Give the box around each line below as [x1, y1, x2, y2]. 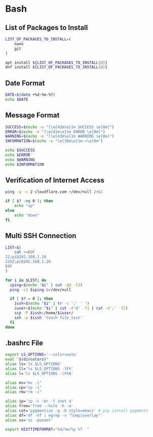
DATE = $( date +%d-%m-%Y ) [5, 92, 56, 97]
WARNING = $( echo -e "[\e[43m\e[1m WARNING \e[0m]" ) [5, 134, 114, 139]
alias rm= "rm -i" [5, 389, 42, 395]
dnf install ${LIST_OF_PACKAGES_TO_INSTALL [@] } [5, 64, 108, 70]
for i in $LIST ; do [5, 278, 47, 283]
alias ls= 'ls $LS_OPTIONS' [5, 361, 62, 367]
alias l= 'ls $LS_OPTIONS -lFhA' [5, 371, 73, 376]
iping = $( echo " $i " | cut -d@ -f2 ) [10, 282, 83, 287]
